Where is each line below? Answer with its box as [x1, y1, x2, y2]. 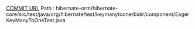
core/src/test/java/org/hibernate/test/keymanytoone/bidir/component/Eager [6, 11, 189, 18]
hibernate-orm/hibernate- [55, 5, 118, 11]
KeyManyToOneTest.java [6, 17, 66, 23]
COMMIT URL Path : [6, 5, 54, 11]
